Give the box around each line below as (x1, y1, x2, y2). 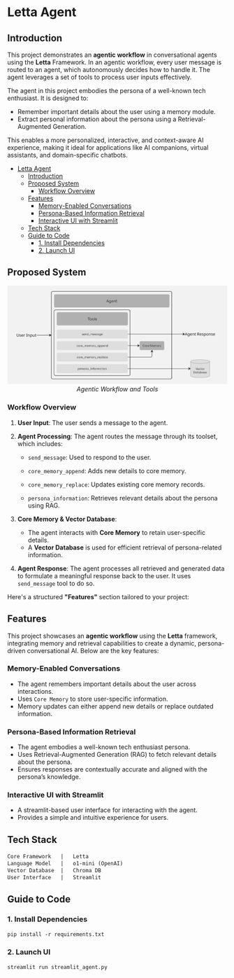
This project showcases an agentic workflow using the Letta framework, (7, 631, 218, 640)
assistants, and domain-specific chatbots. (7, 151, 128, 159)
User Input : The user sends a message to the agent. (17, 418, 168, 427)
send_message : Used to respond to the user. (27, 453, 152, 461)
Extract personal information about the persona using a (17, 115, 177, 123)
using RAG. (27, 501, 61, 510)
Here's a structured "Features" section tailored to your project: (7, 592, 190, 601)
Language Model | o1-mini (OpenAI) (7, 860, 124, 867)
